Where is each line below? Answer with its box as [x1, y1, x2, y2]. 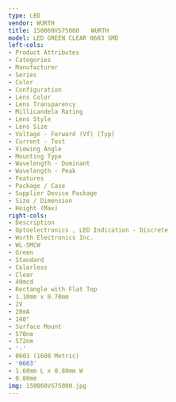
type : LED [8, 11, 41, 20]
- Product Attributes [8, 49, 80, 57]
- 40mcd [8, 278, 34, 287]
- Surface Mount [8, 322, 62, 330]
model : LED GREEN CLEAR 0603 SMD [8, 33, 119, 42]
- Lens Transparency [8, 100, 77, 108]
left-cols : [8, 41, 44, 49]
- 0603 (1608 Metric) [8, 352, 80, 361]
